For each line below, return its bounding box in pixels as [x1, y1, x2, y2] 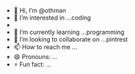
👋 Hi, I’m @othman [13, 7, 66, 14]
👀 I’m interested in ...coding [13, 14, 91, 22]
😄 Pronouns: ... [13, 53, 58, 60]
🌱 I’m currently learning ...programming [13, 28, 125, 36]
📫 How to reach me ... [13, 43, 77, 51]
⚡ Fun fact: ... [13, 60, 51, 68]
